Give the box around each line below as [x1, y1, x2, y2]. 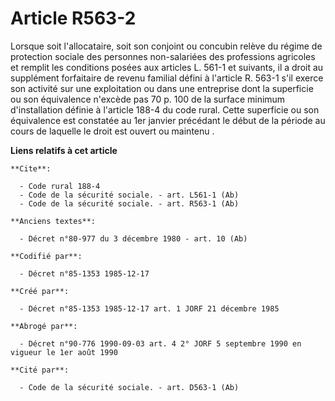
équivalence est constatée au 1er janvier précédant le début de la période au [10, 114, 326, 126]
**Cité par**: [10, 365, 70, 375]
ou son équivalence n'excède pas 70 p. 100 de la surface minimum [10, 93, 286, 105]
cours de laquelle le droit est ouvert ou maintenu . [10, 125, 215, 137]
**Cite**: [10, 163, 52, 174]
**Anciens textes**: [10, 216, 97, 226]
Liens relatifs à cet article [10, 144, 118, 156]
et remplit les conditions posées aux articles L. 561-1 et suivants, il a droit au [10, 61, 324, 73]
